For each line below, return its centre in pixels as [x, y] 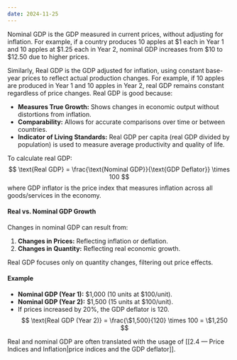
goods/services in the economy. [54, 195]
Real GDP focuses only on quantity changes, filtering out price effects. [110, 262]
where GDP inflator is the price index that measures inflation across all [110, 188]
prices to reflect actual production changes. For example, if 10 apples [123, 78]
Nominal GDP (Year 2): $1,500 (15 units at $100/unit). [95, 302]
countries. [32, 129]
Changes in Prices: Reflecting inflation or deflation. [93, 241]
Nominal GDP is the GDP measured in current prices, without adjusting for [115, 34]
